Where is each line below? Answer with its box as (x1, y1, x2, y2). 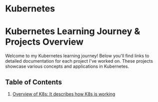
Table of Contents (5, 78, 62, 86)
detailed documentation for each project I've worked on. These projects (5, 58, 153, 64)
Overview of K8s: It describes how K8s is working (12, 91, 115, 97)
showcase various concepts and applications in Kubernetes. (5, 63, 129, 70)
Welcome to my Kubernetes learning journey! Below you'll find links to (5, 53, 149, 59)
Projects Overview (5, 36, 83, 48)
